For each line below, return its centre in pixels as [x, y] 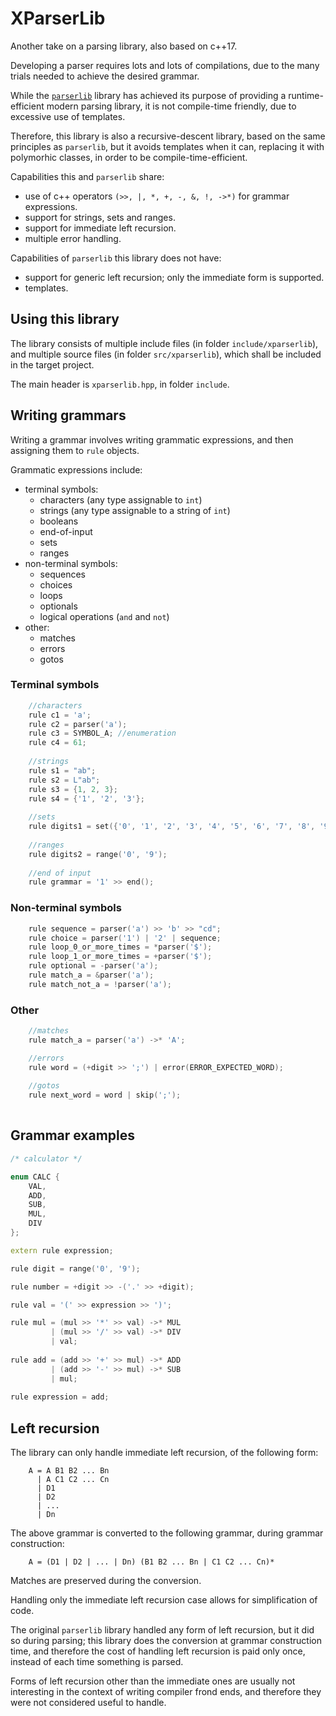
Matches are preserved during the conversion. [106, 1581]
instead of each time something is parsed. [97, 1662]
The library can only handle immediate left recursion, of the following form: [164, 1453]
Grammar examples [73, 1135]
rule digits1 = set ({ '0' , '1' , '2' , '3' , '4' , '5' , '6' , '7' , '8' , [172, 827]
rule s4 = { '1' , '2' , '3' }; [86, 798]
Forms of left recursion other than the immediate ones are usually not [153, 1681]
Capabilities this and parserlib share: [87, 176]
